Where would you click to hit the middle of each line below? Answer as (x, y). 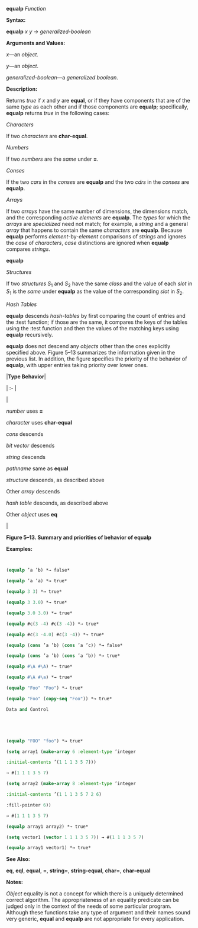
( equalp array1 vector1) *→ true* (49, 848)
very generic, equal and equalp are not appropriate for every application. (95, 919)
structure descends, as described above (55, 480)
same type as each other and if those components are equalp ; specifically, (98, 107)
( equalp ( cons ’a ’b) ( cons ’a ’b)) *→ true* (63, 656)
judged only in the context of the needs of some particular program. (89, 906)
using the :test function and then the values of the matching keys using (92, 328)
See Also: (18, 859)
